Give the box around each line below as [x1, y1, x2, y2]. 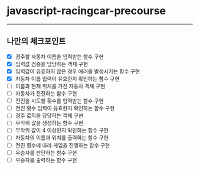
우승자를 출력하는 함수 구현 [15, 156, 77, 163]
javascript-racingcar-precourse [6, 4, 166, 18]
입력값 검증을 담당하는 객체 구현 [15, 60, 88, 67]
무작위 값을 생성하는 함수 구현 [15, 120, 83, 127]
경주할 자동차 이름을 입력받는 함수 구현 [15, 53, 104, 60]
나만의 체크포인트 [6, 37, 66, 47]
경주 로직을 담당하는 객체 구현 [15, 112, 83, 119]
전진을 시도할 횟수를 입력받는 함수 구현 [15, 97, 104, 104]
